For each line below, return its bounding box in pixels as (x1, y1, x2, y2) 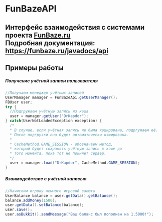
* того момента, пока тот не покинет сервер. (10, 151, 107, 156)
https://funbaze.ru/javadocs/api (5, 46, 109, 55)
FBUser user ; (5, 99, 33, 104)
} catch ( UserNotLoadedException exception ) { (5, 119, 102, 124)
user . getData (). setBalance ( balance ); (5, 202, 84, 207)
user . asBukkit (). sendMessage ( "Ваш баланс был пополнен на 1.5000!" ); (5, 212, 154, 217)
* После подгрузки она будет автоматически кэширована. (10, 132, 129, 137)
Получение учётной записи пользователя (5, 77, 98, 83)
